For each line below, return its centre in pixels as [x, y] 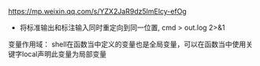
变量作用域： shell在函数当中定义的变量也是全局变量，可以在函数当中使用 [127, 44]
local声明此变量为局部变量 [64, 54]
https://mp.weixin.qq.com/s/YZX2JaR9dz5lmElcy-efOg [97, 11]
